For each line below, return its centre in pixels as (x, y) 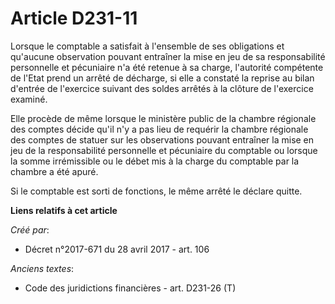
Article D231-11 (74, 18)
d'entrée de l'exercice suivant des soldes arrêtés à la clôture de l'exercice (162, 88)
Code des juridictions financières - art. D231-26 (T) (130, 288)
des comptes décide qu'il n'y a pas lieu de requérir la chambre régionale (159, 129)
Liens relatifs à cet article (64, 210)
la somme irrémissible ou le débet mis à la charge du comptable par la (155, 161)
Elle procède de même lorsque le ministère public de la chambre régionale (163, 118)
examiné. (29, 99)
